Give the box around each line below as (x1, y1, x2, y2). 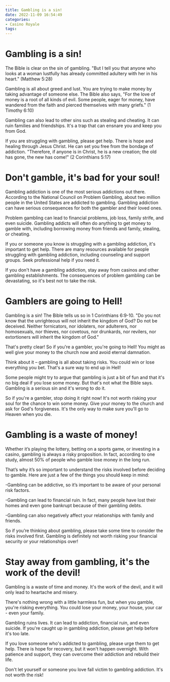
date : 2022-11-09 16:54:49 (5, 12, 62, 17)
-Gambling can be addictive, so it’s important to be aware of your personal (5, 482, 161, 488)
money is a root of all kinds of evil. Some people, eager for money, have (5, 97, 156, 103)
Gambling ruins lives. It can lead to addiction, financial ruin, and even (5, 619, 149, 626)
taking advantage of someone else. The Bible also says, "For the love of (5, 91, 156, 97)
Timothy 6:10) (5, 107, 34, 113)
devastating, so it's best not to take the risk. (5, 278, 97, 284)
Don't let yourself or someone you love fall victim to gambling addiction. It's (5, 666, 163, 672)
